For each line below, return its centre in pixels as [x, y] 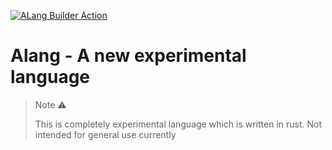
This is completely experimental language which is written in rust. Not [178, 124]
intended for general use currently [105, 134]
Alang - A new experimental [128, 56]
